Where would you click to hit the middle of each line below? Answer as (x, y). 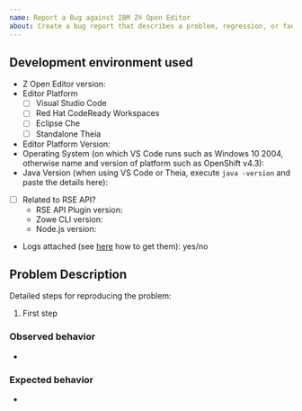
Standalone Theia (68, 134)
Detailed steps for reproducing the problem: (91, 296)
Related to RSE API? (59, 200)
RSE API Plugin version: (79, 210)
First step (40, 313)
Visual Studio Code (71, 103)
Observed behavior (53, 336)
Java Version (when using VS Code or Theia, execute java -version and (156, 173)
